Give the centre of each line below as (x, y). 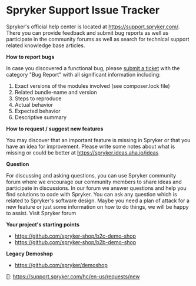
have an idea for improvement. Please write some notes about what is (91, 146)
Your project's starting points (43, 224)
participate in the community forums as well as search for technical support (98, 39)
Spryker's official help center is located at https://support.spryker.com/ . (93, 27)
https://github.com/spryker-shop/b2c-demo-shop (75, 236)
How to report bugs (30, 57)
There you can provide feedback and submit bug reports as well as (87, 32)
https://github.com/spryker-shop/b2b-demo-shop (75, 242)
